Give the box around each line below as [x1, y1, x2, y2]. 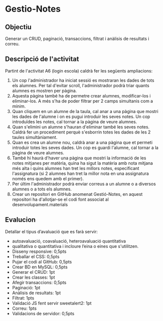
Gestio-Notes [5, 3, 61, 15]
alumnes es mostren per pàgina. [12, 88, 77, 94]
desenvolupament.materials [12, 201, 68, 208]
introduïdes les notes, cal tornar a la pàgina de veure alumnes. [12, 118, 137, 125]
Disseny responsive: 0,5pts [12, 248, 67, 254]
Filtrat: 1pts [12, 295, 35, 301]
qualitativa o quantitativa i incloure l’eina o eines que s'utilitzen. [12, 243, 139, 249]
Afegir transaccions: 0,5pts [12, 279, 67, 285]
